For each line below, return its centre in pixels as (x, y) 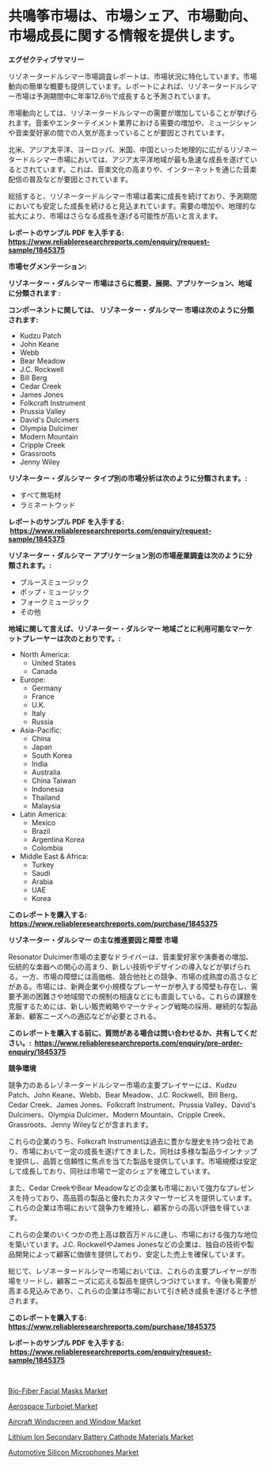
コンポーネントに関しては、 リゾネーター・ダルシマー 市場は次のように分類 (131, 310)
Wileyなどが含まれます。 (112, 1124)
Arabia (42, 881)
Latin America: (43, 814)
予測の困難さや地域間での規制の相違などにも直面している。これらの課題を (136, 996)
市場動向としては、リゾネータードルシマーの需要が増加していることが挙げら (133, 112)
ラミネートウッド (47, 504)
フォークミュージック (54, 602)
